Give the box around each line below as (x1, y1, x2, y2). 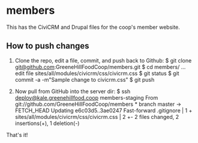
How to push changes (6, 41, 89, 51)
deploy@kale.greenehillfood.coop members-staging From (14, 94, 158, 101)
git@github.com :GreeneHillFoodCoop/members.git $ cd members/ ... (14, 63, 186, 70)
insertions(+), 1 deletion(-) (14, 120, 80, 127)
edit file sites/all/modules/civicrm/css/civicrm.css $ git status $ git (14, 70, 179, 77)
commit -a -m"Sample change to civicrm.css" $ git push (14, 76, 155, 83)
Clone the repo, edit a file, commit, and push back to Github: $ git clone (14, 56, 192, 64)
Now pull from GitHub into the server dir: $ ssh (14, 88, 131, 95)
